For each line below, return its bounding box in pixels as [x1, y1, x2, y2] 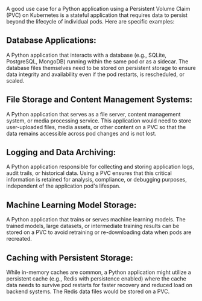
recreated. [6, 235, 32, 242]
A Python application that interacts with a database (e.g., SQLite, [6, 51, 167, 59]
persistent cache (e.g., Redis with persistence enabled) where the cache [6, 275, 187, 282]
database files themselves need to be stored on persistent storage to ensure [6, 64, 196, 71]
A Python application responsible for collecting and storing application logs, [6, 163, 195, 171]
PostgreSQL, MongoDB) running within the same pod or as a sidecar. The [6, 57, 189, 65]
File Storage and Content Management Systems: [6, 95, 193, 105]
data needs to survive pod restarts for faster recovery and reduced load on [6, 282, 193, 289]
